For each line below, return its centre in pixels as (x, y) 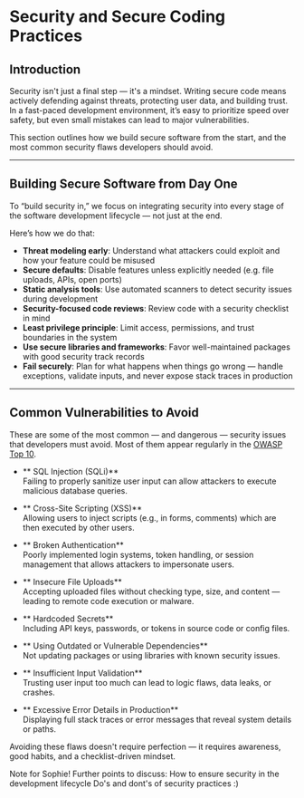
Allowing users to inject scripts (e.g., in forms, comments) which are (149, 517)
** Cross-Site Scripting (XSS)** (82, 508)
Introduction (45, 69)
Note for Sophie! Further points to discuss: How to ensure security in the (144, 774)
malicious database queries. (75, 490)
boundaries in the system (70, 337)
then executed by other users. (79, 527)
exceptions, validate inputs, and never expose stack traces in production (157, 375)
